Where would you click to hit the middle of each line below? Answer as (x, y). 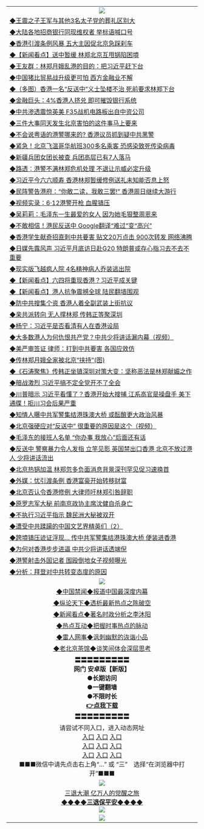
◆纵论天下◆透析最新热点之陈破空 (102, 603)
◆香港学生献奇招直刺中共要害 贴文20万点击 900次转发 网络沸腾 (101, 237)
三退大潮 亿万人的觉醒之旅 (102, 793)
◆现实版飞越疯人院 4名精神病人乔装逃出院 (70, 269)
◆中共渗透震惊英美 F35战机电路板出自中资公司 (77, 112)
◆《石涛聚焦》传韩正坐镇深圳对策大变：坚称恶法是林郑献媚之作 (101, 371)
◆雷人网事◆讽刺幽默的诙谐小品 (102, 637)
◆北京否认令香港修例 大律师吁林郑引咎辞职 (71, 492)
